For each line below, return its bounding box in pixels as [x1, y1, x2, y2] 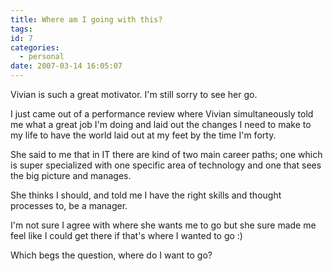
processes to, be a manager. [10, 200, 128, 211]
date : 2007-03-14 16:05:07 [10, 61, 123, 71]
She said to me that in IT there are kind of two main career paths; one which [10, 149, 323, 160]
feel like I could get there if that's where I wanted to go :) [10, 230, 243, 241]
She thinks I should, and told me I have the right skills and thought [10, 189, 282, 201]
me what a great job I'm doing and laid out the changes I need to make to [10, 119, 312, 130]
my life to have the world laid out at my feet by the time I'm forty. [10, 129, 277, 141]
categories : [10, 42, 60, 53]
